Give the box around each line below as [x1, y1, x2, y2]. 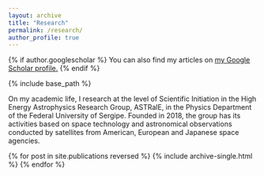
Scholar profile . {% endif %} [8, 64, 100, 73]
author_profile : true [8, 33, 80, 42]
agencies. [8, 136, 40, 146]
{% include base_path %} [8, 79, 92, 88]
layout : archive [8, 11, 62, 20]
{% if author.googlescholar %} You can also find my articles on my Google [8, 55, 251, 65]
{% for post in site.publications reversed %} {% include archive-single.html [8, 152, 253, 161]
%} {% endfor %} [8, 159, 66, 170]
